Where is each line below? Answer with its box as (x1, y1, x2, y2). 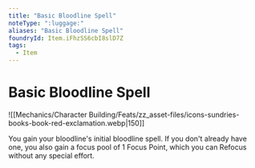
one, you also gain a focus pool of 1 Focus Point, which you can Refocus (8, 142, 247, 152)
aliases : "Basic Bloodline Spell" (8, 26, 124, 34)
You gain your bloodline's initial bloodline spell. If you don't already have (8, 134, 247, 143)
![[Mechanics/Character (8, 110, 87, 119)
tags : (8, 42, 26, 50)
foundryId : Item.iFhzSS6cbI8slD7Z (8, 34, 124, 42)
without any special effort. (8, 150, 95, 160)
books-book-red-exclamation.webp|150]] (8, 118, 145, 128)
